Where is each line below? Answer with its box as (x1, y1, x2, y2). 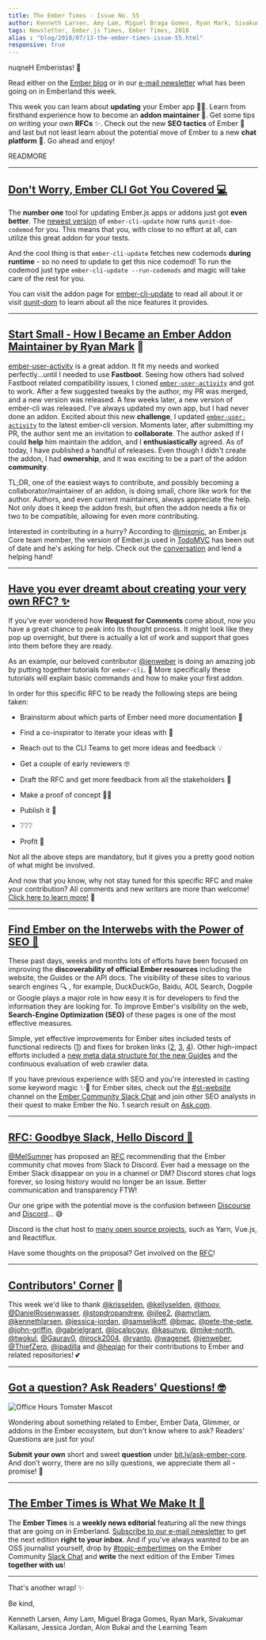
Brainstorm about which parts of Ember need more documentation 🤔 (19, 712, 243, 722)
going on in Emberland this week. (8, 86, 117, 96)
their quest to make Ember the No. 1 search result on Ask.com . (8, 1100, 212, 1110)
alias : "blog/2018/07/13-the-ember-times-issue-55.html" (8, 33, 203, 42)
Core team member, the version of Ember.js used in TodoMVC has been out (8, 535, 255, 544)
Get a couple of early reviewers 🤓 (19, 758, 130, 769)
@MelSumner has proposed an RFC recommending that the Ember (8, 1152, 226, 1161)
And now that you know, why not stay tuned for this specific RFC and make (8, 875, 253, 885)
